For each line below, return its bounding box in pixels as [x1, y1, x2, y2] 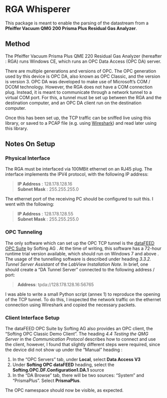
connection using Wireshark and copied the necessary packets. [5, 302, 136, 308]
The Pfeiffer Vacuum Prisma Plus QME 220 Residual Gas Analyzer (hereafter [5, 53, 162, 59]
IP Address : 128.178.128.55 [17, 211, 74, 217]
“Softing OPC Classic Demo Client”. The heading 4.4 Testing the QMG [5, 331, 149, 337]
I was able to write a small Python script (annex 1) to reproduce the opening [5, 291, 161, 297]
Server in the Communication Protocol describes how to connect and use [5, 336, 156, 342]
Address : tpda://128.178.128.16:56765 [17, 281, 94, 287]
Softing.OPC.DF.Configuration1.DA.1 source [12, 367, 105, 373]
